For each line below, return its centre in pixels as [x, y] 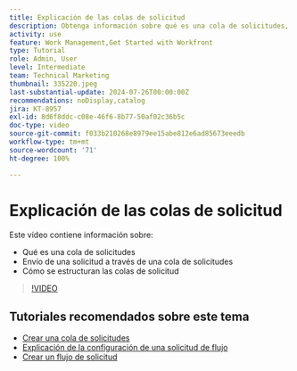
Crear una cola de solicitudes [76, 338]
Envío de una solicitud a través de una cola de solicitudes [128, 262]
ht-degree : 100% [39, 158]
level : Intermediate [48, 68]
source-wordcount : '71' [54, 150]
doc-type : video [39, 126]
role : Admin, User [43, 59]
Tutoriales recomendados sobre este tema [129, 316]
